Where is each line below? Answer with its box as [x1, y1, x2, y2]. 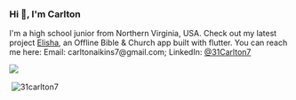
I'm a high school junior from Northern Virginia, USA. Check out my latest [9, 28, 277, 39]
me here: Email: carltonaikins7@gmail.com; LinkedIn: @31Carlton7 [9, 47, 252, 58]
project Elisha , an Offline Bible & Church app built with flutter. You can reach [9, 37, 288, 48]
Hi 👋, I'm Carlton [9, 8, 82, 20]
